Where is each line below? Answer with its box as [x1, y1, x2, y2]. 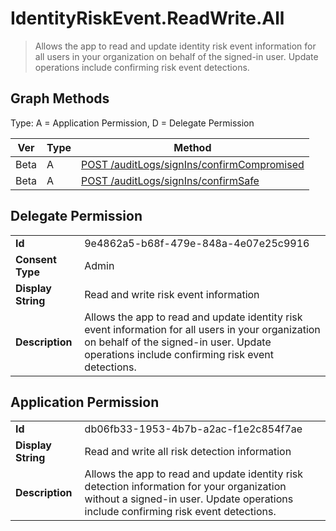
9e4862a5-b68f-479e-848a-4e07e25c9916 [84, 236, 310, 250]
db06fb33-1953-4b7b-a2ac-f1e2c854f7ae [84, 422, 303, 436]
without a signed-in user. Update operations [84, 492, 294, 506]
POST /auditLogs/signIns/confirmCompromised [81, 157, 305, 171]
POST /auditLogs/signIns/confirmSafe [81, 173, 260, 187]
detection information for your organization [84, 480, 287, 494]
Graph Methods [10, 90, 110, 107]
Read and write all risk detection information [84, 445, 292, 459]
